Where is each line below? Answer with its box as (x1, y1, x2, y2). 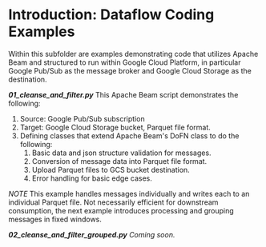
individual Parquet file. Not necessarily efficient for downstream (8, 197, 219, 207)
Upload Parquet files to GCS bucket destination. (31, 165, 190, 174)
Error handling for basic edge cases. (31, 173, 152, 183)
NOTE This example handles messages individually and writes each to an (8, 189, 250, 198)
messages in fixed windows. (8, 214, 103, 224)
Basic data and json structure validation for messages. (31, 148, 212, 157)
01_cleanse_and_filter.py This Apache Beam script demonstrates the (8, 90, 239, 99)
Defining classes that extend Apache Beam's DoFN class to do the (19, 130, 240, 141)
